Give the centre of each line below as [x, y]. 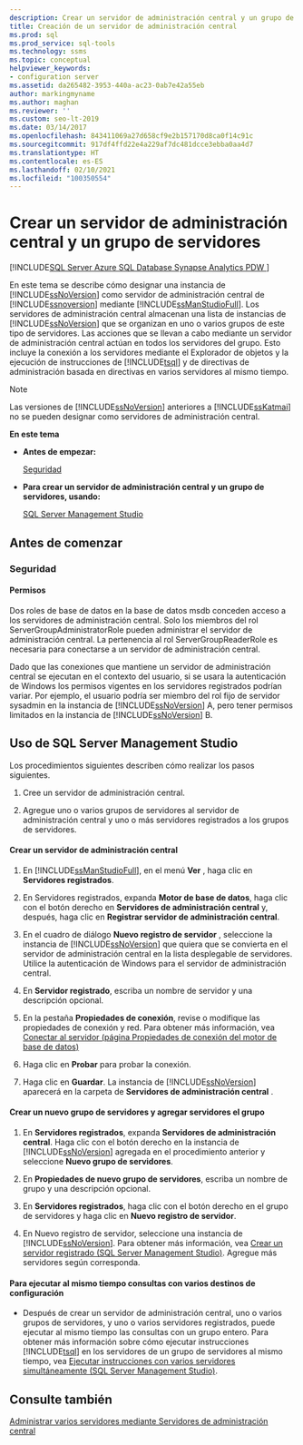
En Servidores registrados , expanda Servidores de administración [149, 1132]
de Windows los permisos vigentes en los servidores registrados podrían [146, 685]
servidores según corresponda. [81, 1262]
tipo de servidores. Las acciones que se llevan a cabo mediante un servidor [151, 333]
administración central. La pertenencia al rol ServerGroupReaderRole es [144, 639]
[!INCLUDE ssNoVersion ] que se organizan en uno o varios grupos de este [147, 324]
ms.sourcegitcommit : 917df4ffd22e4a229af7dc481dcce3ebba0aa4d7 [132, 144]
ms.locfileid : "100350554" [60, 178]
